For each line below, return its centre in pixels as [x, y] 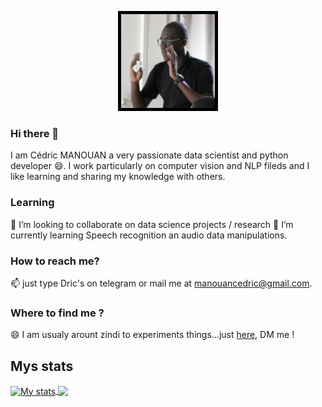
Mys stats [42, 366]
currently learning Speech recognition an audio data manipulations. [149, 235]
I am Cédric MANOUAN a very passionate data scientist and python [149, 155]
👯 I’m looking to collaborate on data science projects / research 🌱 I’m [152, 224]
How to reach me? [55, 261]
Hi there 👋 [35, 133]
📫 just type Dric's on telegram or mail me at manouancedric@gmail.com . [161, 283]
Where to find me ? [57, 313]
